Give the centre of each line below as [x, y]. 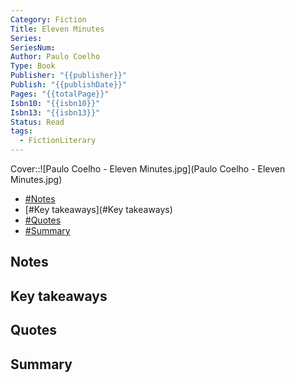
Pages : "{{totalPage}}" [60, 94]
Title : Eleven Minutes [57, 29]
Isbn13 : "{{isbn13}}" [55, 112]
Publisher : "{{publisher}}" [69, 76]
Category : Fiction [48, 19]
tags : [21, 131]
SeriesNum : [33, 47]
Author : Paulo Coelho [55, 57]
